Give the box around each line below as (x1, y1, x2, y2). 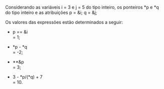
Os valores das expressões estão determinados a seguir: (5, 19, 123, 25)
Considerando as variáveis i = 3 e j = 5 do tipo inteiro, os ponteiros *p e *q (5, 4, 159, 10)
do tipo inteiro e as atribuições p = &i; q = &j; (5, 9, 98, 15)
